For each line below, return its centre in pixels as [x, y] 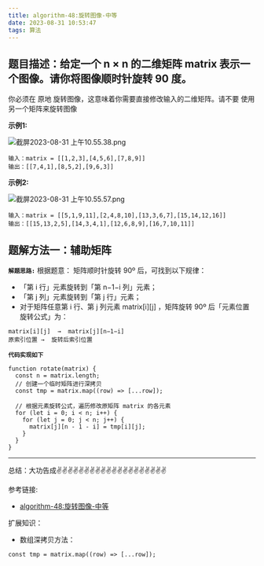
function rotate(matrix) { [52, 369]
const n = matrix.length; [58, 376]
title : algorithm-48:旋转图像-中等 [63, 15]
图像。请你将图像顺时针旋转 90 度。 [105, 78]
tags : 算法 [25, 30]
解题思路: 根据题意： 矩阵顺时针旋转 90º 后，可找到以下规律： [107, 270]
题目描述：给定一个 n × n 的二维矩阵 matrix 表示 [124, 64]
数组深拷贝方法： [47, 540]
